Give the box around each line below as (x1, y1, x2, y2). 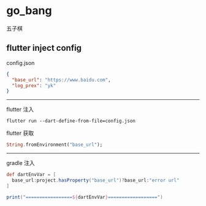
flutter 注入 (6, 105, 34, 113)
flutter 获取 (6, 129, 34, 137)
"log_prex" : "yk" (12, 82, 56, 89)
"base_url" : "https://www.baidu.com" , (12, 77, 112, 83)
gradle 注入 (6, 159, 35, 167)
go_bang (6, 4, 52, 18)
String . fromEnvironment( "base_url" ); (6, 142, 103, 148)
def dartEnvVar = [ (6, 172, 56, 178)
